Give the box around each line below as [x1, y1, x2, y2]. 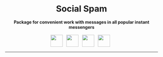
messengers [68, 24, 95, 30]
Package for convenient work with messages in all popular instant [14, 19, 149, 25]
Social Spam [55, 3, 108, 14]
